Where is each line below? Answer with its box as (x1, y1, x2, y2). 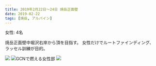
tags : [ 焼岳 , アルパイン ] (5, 16, 52, 21)
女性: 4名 (5, 30, 23, 35)
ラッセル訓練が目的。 (5, 46, 47, 52)
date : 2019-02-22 (5, 11, 40, 16)
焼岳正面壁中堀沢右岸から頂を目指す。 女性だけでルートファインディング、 (5, 40, 154, 45)
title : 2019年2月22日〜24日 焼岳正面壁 (5, 7, 78, 12)
